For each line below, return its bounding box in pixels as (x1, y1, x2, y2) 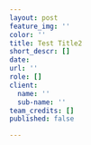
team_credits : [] (9, 106, 75, 115)
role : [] (9, 72, 42, 82)
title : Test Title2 (9, 38, 83, 48)
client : (9, 81, 39, 90)
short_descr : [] (9, 47, 70, 56)
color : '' (9, 30, 47, 39)
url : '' (9, 64, 39, 73)
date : (9, 55, 30, 64)
